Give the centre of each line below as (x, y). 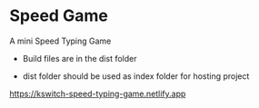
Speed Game (59, 16)
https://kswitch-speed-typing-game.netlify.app (98, 93)
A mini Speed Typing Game (60, 41)
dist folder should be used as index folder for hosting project (136, 76)
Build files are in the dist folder (80, 58)
